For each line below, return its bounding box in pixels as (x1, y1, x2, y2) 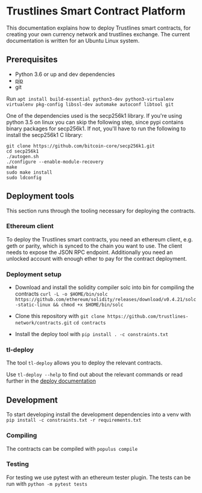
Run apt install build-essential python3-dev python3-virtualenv (6, 95, 174, 102)
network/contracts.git (14, 320, 72, 326)
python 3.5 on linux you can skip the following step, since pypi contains (6, 118, 184, 126)
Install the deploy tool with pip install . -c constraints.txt (14, 331, 169, 338)
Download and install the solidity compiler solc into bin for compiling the (14, 284, 194, 291)
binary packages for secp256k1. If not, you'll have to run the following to (6, 125, 186, 132)
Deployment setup (6, 270, 62, 278)
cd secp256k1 (6, 148, 39, 154)
